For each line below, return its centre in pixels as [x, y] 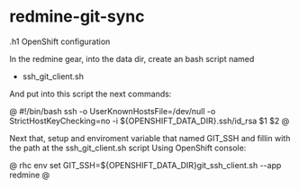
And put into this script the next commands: [91, 94]
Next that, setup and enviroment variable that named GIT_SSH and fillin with [150, 138]
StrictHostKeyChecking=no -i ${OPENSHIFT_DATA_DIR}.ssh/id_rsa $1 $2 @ [149, 121]
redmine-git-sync [77, 17]
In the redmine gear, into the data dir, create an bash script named [132, 58]
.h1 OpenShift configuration [60, 41]
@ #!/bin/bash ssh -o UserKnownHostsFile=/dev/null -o [113, 111]
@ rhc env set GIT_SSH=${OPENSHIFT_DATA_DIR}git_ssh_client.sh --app [145, 165]
